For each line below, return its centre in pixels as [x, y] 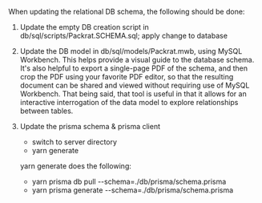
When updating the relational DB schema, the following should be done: [127, 12]
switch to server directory [75, 142]
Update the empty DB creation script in [85, 27]
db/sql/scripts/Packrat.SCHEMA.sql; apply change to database [124, 36]
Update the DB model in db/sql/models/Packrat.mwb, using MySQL [131, 51]
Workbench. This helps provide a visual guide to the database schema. [137, 60]
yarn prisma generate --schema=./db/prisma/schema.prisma [133, 190]
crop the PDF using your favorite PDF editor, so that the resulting [127, 77]
